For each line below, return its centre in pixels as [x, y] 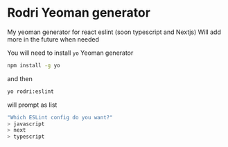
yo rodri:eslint [30, 92]
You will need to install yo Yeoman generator [70, 53]
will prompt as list [32, 105]
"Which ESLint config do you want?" [60, 117]
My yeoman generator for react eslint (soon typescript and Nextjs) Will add [114, 32]
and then [20, 78]
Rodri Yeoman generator [79, 13]
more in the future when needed [53, 39]
